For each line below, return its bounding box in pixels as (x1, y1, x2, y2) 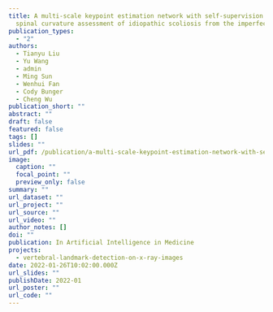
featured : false (8, 125, 63, 133)
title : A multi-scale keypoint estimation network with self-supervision (8, 11, 264, 20)
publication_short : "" (8, 102, 85, 110)
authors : (8, 42, 38, 50)
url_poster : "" (8, 284, 60, 292)
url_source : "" (8, 208, 60, 216)
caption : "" (15, 163, 57, 171)
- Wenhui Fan (15, 80, 60, 88)
